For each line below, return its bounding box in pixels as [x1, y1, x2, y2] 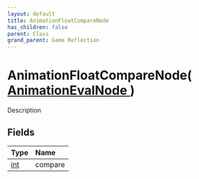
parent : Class [7, 30, 50, 38]
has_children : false [7, 23, 69, 31]
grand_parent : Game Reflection [7, 37, 100, 44]
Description [7, 106, 41, 114]
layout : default [7, 10, 55, 18]
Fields [7, 126, 35, 139]
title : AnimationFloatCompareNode [7, 17, 110, 24]
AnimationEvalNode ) [7, 82, 135, 99]
